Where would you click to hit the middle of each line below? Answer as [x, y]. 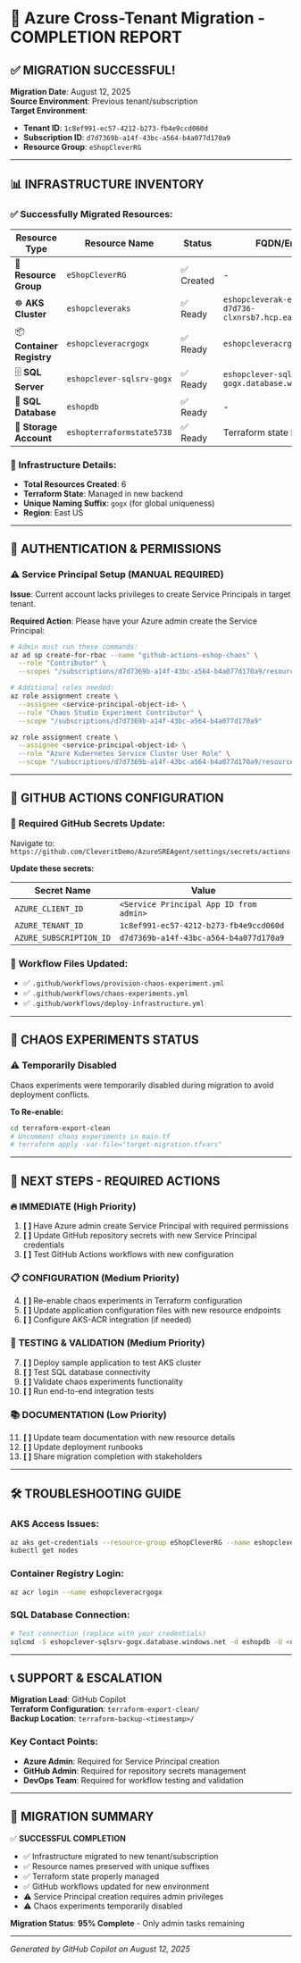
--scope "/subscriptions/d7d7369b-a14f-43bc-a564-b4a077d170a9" [140, 721]
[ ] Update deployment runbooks [83, 1447]
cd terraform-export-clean [60, 1128]
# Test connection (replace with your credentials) [108, 1633]
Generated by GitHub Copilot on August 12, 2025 [100, 1949]
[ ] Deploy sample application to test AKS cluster [112, 1363]
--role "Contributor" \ [62, 663]
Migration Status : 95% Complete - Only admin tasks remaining [127, 1923]
